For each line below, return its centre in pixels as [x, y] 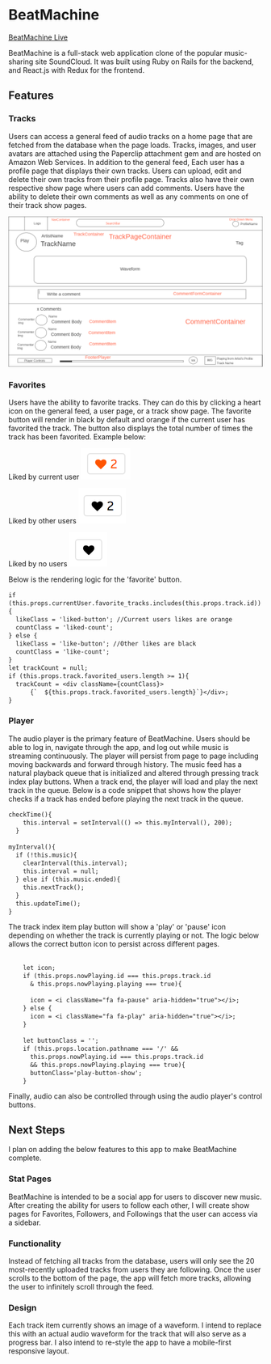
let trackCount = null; [48, 668]
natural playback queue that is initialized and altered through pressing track [134, 773]
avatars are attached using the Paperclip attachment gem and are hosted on [135, 153]
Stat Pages [30, 1179]
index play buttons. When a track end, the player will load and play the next [133, 782]
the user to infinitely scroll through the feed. [81, 1286]
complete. [25, 1158]
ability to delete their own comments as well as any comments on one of [128, 197]
